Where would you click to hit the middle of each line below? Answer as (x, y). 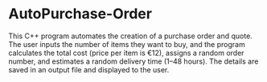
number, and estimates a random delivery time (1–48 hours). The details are (133, 61)
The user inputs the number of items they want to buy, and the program (127, 44)
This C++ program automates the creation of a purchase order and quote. (131, 36)
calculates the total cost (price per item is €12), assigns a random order (126, 53)
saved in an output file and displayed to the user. (89, 69)
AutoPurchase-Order (80, 14)
